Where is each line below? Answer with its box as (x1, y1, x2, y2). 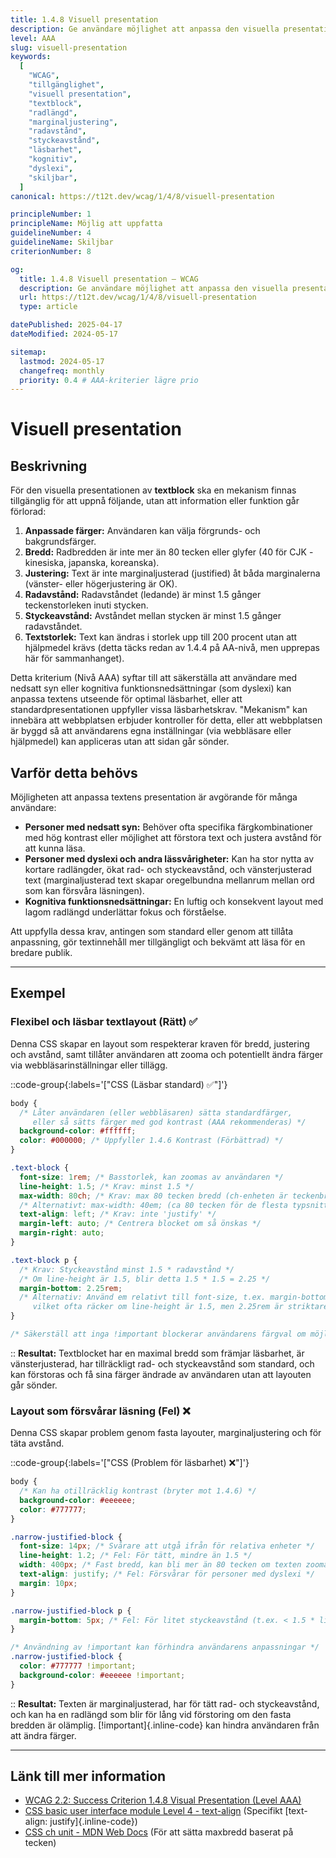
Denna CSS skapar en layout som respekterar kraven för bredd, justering (10, 1037, 310, 1050)
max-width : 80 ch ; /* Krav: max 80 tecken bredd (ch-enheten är (19, 1191, 288, 1201)
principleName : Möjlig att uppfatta (10, 219, 163, 229)
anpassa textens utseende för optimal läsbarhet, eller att (10, 693, 243, 705)
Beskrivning (10, 457, 88, 475)
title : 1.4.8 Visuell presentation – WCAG (19, 274, 199, 284)
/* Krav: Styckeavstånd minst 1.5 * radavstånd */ (19, 1264, 235, 1275)
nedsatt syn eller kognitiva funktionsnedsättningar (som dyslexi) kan (10, 682, 292, 695)
